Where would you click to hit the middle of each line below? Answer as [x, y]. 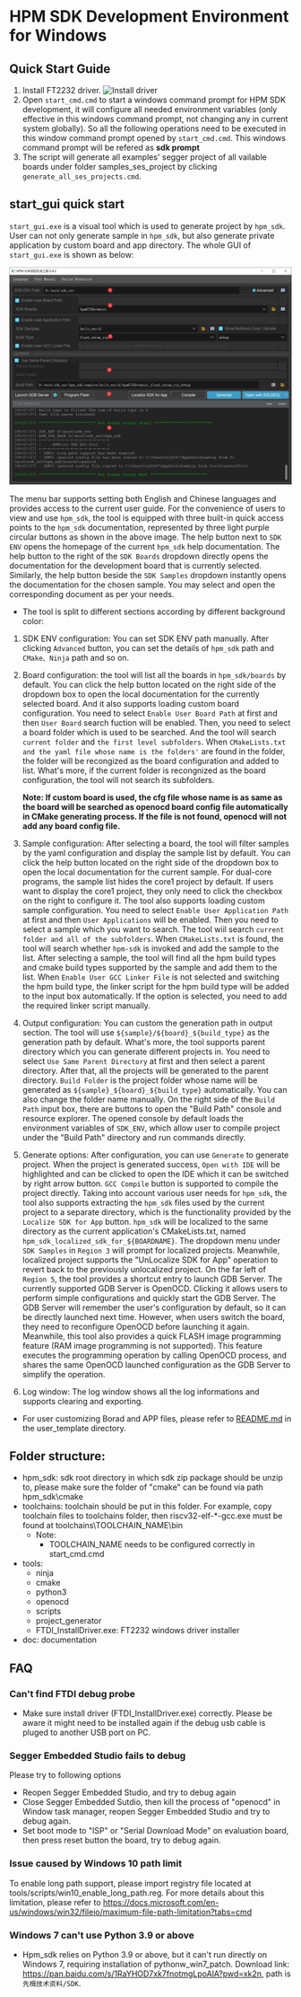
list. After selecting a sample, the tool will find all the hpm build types [149, 957]
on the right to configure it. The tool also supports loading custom [144, 901]
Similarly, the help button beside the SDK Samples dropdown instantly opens [148, 575]
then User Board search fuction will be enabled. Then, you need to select [156, 722]
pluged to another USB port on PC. [86, 1733]
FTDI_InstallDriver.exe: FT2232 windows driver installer [138, 1631]
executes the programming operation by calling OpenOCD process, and [154, 1355]
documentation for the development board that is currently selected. [136, 565]
